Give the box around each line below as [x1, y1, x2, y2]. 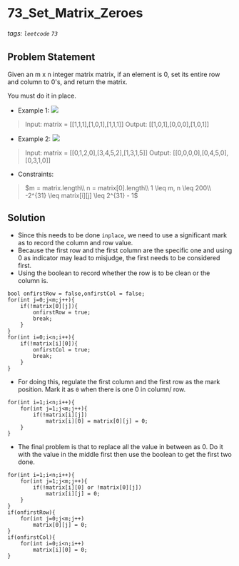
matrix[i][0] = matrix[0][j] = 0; [45, 417, 148, 425]
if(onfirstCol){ [7, 533, 56, 541]
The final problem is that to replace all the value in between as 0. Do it [17, 442, 223, 451]
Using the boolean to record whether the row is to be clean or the [17, 269, 210, 277]
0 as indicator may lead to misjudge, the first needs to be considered [17, 253, 220, 262]
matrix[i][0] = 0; [33, 546, 88, 553]
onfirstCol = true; [33, 346, 91, 354]
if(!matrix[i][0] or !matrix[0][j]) [33, 483, 142, 491]
